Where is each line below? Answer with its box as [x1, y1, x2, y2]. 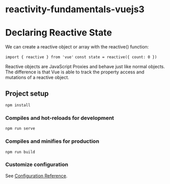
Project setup [5, 89, 49, 98]
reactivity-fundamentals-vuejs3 [5, 4, 145, 15]
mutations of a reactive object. [5, 74, 70, 81]
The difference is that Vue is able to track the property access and [5, 69, 145, 75]
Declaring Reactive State [5, 27, 112, 39]
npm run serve [5, 126, 36, 131]
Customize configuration [5, 161, 69, 168]
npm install [5, 102, 31, 108]
